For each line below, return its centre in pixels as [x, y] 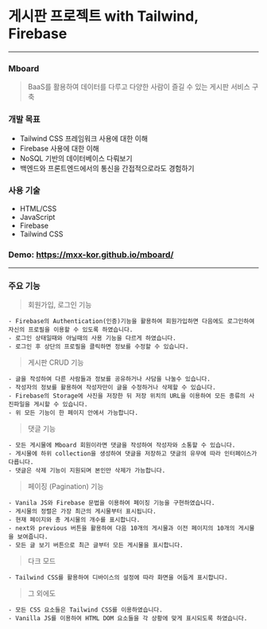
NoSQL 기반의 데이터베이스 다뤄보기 [76, 158]
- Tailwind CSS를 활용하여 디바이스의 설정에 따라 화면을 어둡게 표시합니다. [118, 578]
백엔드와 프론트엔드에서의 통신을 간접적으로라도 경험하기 [107, 168]
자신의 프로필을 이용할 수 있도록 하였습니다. [71, 330]
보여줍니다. [33, 537]
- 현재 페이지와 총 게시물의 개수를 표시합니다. [74, 520]
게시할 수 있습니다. [60, 404]
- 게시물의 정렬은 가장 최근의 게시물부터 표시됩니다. [82, 512]
